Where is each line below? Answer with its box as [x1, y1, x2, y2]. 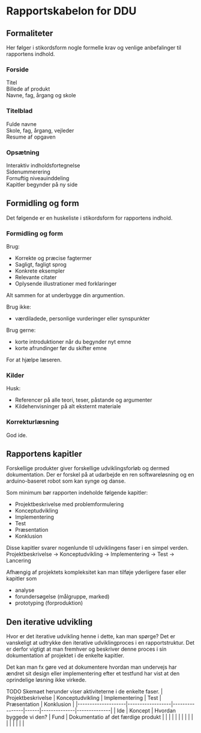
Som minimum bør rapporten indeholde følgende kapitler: [6, 489, 148, 496]
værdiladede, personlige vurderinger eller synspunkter [14, 315, 150, 322]
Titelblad [6, 107, 33, 115]
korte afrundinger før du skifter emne [14, 345, 107, 352]
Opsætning [6, 148, 40, 157]
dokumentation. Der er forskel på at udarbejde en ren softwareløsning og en [6, 471, 194, 478]
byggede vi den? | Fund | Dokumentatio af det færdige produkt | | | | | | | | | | [6, 713, 193, 721]
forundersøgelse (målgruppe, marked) [14, 593, 110, 600]
